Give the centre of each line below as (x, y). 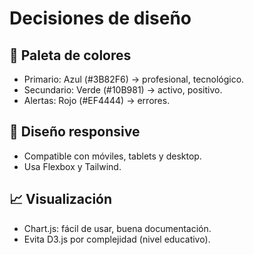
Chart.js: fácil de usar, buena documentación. (117, 228)
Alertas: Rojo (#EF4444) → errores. (97, 100)
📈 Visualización (61, 199)
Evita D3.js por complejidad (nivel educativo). (117, 239)
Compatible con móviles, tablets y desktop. (112, 156)
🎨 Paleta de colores (70, 55)
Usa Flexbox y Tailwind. (72, 166)
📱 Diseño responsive (75, 132)
